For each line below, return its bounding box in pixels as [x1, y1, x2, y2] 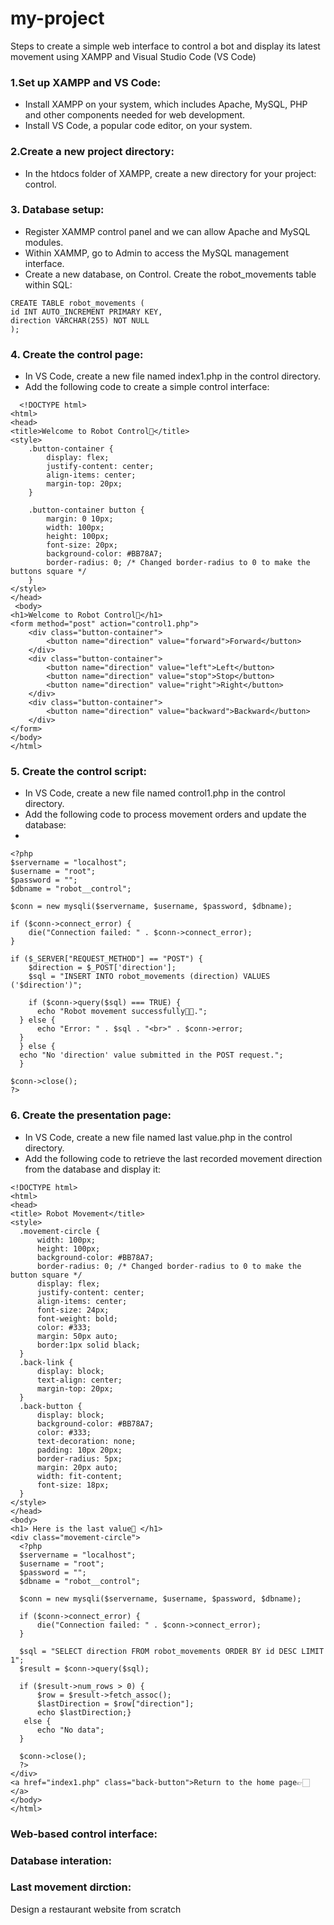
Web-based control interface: [10, 1827, 158, 1841]
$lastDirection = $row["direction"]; [36, 1698, 195, 1709]
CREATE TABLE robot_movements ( [10, 298, 145, 308]
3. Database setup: [10, 203, 105, 217]
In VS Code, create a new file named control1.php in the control [24, 787, 286, 799]
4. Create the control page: [10, 347, 144, 361]
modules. [24, 236, 64, 248]
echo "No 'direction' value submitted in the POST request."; [19, 1050, 284, 1061]
